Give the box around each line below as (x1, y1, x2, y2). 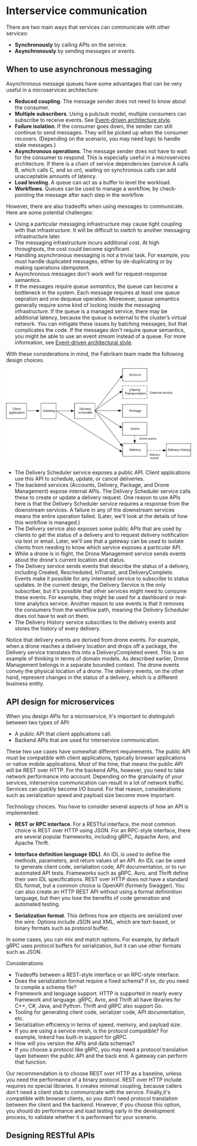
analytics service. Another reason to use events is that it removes (26, 600, 185, 607)
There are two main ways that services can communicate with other (6, 23, 170, 31)
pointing (14, 191, 35, 198)
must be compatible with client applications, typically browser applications (6, 754, 186, 761)
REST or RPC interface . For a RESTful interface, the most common (14, 821, 176, 828)
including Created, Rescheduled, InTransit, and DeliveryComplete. (14, 569, 174, 576)
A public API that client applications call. (14, 730, 112, 737)
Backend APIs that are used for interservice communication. (14, 736, 160, 744)
